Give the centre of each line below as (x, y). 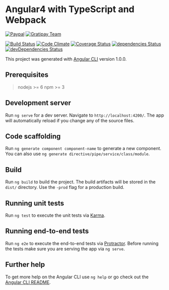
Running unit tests (35, 203)
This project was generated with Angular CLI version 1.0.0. (66, 59)
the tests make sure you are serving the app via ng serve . (65, 249)
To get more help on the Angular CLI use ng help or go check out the (77, 277)
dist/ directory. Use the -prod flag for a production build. (65, 187)
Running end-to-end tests (47, 231)
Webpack (26, 20)
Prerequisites (27, 75)
